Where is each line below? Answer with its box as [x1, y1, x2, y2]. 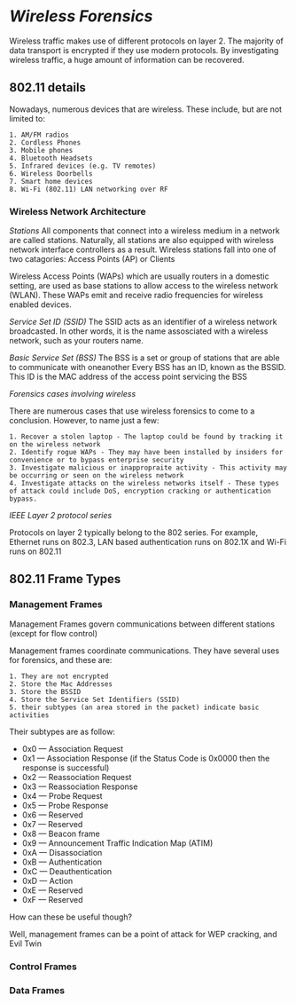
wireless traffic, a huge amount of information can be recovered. [9, 54, 245, 65]
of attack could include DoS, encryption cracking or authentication [9, 486, 272, 496]
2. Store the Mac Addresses [9, 679, 113, 689]
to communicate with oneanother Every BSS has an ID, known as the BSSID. [9, 362, 286, 373]
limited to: [9, 113, 46, 123]
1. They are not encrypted [9, 672, 109, 681]
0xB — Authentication [21, 857, 103, 867]
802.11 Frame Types [9, 572, 121, 587]
